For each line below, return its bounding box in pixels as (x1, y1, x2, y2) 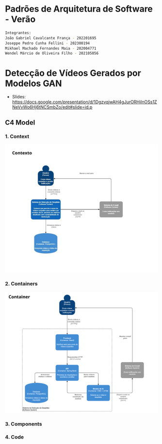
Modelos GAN (5, 78, 62, 89)
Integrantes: (5, 30, 32, 35)
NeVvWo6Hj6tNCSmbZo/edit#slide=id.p (12, 104, 93, 110)
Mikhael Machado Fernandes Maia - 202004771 (5, 46, 97, 51)
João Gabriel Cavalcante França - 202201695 (5, 36, 97, 40)
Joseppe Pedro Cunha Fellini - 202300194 (5, 40, 90, 46)
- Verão (5, 14, 36, 25)
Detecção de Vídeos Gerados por (5, 67, 142, 78)
